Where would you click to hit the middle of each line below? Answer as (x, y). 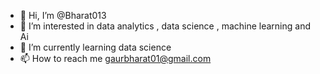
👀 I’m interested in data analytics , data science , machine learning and (165, 26)
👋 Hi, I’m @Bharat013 (63, 15)
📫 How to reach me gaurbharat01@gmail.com (115, 58)
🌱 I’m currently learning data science (95, 47)
